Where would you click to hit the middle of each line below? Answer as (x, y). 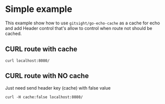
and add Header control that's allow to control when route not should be (79, 28)
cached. (14, 33)
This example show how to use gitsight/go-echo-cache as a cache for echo (82, 23)
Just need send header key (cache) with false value (58, 88)
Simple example (39, 9)
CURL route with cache (41, 49)
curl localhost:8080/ (27, 61)
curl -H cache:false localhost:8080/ (44, 97)
